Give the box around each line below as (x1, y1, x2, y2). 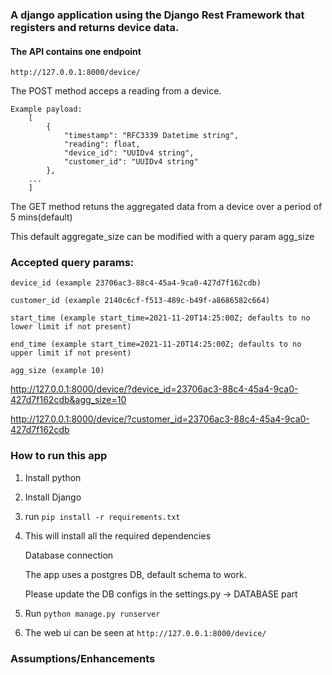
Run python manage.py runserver (24, 607, 161, 619)
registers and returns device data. (10, 20, 180, 34)
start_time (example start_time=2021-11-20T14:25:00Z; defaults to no (10, 313, 311, 323)
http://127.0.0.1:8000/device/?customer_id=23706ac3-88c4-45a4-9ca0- (10, 413, 310, 425)
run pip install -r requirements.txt (24, 510, 181, 522)
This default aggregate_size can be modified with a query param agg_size (10, 231, 315, 243)
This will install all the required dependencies (24, 529, 212, 542)
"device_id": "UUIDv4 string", (63, 148, 195, 158)
